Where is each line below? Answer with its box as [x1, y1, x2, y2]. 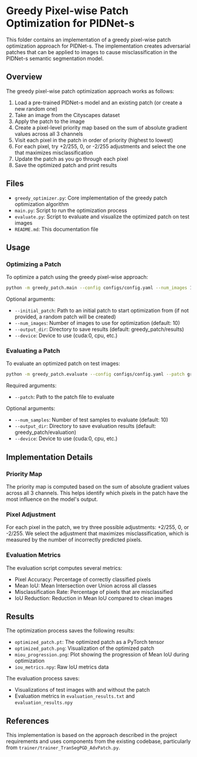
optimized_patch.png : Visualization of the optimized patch [14, 645, 154, 652]
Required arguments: [6, 382, 57, 389]
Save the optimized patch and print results [14, 161, 117, 168]
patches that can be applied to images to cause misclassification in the [6, 48, 178, 55]
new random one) [14, 105, 57, 112]
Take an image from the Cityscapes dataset [14, 111, 120, 118]
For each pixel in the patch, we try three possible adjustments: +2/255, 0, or [6, 524, 189, 531]
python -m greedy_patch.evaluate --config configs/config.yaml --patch [6, 371, 185, 377]
